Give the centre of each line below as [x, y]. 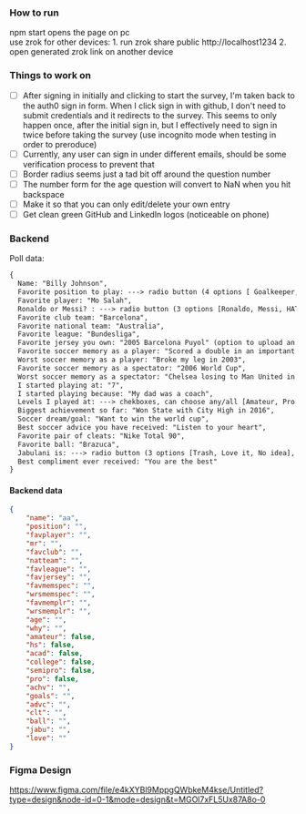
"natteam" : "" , [55, 560]
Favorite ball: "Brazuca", [69, 444]
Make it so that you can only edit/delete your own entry [126, 204]
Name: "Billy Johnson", [62, 284]
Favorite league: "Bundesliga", [79, 334]
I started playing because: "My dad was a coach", [116, 393]
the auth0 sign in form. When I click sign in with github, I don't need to [154, 106]
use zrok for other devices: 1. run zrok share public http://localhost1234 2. [148, 42]
